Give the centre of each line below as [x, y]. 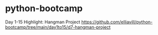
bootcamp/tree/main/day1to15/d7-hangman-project [58, 27]
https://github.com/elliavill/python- [117, 22]
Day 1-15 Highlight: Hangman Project [43, 22]
